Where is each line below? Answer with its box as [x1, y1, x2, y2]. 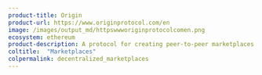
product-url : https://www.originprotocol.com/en [8, 19, 170, 27]
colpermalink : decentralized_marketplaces [8, 55, 149, 63]
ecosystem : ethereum [8, 33, 76, 41]
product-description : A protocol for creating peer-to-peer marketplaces [8, 41, 255, 48]
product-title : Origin [8, 11, 82, 20]
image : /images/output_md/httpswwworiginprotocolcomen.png [8, 26, 206, 34]
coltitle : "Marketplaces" [8, 48, 96, 55]
